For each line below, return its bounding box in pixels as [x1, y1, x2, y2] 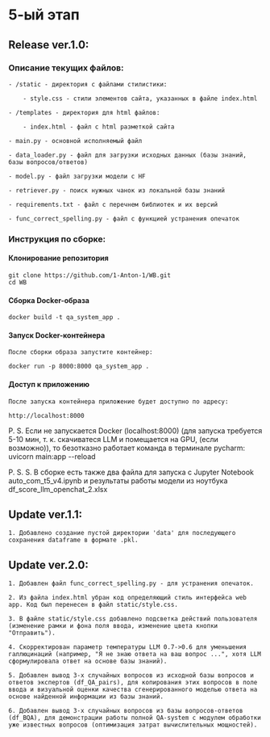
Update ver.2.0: [8, 558, 89, 571]
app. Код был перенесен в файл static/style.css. [8, 600, 179, 609]
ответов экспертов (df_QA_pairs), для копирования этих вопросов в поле [8, 679, 258, 687]
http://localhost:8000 [8, 411, 85, 419]
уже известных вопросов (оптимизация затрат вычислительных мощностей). [8, 721, 258, 729]
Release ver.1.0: [8, 38, 89, 52]
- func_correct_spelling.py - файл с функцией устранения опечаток [8, 214, 240, 223]
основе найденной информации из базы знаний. [8, 693, 164, 701]
